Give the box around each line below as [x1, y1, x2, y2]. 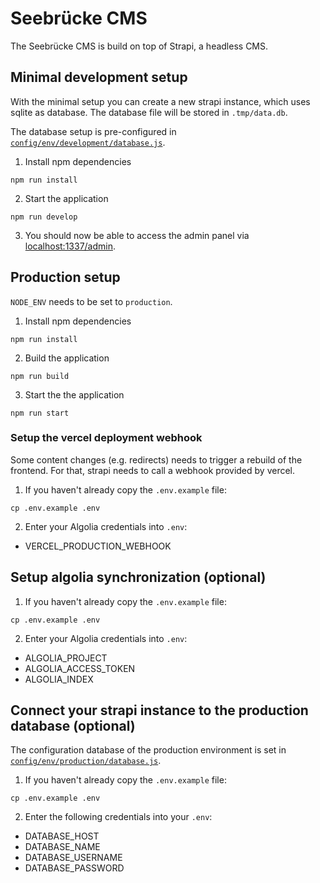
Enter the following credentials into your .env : [24, 811, 213, 823]
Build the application [24, 352, 110, 364]
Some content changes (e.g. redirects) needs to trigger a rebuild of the [10, 453, 303, 466]
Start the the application [24, 388, 125, 401]
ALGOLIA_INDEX [24, 673, 94, 685]
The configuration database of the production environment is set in [10, 744, 287, 756]
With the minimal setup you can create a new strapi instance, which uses [10, 95, 311, 107]
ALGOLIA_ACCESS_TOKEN [24, 662, 136, 674]
